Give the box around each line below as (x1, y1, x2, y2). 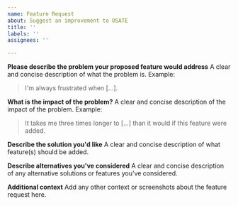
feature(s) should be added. (7, 148, 89, 156)
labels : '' (7, 30, 40, 38)
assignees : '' (7, 37, 50, 44)
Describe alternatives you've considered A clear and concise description (7, 161, 225, 170)
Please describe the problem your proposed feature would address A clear (7, 63, 231, 71)
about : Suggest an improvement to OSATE (7, 17, 129, 24)
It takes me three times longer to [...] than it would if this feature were (24, 119, 227, 128)
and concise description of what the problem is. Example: (7, 70, 176, 79)
